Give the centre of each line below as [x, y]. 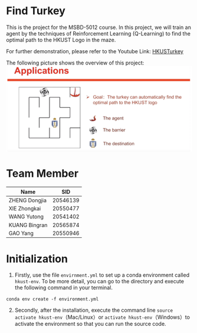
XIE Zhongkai [25, 209]
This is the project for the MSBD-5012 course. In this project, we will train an [99, 27]
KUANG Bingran [28, 225]
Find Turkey [36, 11]
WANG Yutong [26, 216]
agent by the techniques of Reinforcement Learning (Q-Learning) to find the [98, 33]
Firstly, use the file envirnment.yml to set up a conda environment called [102, 275]
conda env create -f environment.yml [52, 299]
